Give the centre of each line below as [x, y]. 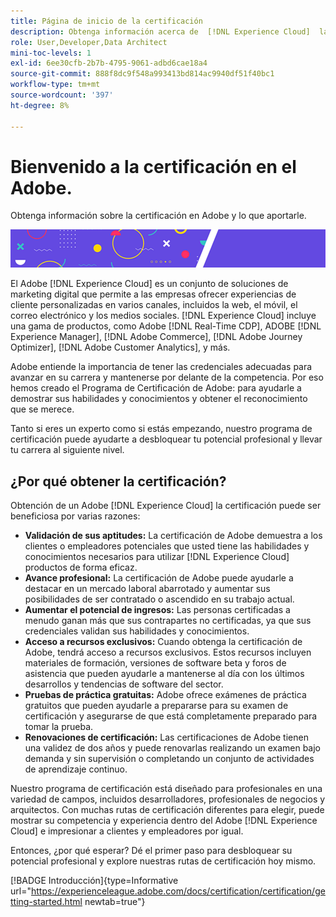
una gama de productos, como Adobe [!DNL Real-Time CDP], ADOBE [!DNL [166, 326]
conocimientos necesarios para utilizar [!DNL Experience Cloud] [157, 557]
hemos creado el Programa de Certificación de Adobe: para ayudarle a [156, 388]
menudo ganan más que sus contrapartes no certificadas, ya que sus [168, 621]
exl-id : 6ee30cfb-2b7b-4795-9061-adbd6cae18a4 [109, 63]
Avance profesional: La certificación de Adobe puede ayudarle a [159, 578]
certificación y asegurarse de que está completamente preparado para [171, 716]
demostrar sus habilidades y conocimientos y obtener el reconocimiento [159, 399]
